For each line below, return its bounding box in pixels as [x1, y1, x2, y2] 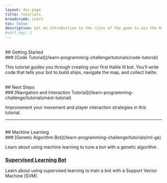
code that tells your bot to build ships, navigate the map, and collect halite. [5, 69, 158, 75]
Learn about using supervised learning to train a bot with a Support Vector [5, 168, 158, 174]
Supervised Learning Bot [5, 156, 67, 163]
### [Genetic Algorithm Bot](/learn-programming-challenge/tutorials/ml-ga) [5, 134, 162, 140]
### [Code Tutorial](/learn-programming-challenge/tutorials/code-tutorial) [5, 55, 158, 60]
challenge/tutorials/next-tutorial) [5, 95, 72, 101]
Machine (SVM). [5, 173, 39, 179]
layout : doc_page [5, 7, 41, 12]
